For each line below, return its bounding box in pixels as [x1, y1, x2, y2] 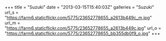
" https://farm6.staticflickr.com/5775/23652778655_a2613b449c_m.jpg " [4, 15, 153, 20]
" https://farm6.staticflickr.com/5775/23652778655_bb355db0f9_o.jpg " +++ [4, 31, 161, 36]
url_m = [4, 20, 20, 26]
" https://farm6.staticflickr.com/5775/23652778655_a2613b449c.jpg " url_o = [4, 25, 162, 31]
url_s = [4, 9, 19, 15]
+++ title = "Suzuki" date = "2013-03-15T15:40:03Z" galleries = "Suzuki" [4, 4, 155, 10]
